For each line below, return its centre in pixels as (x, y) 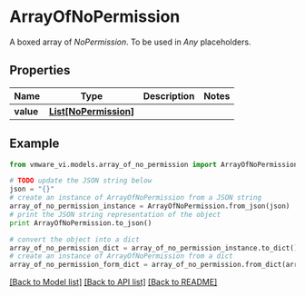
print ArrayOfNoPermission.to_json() (81, 223)
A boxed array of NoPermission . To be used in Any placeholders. (130, 42)
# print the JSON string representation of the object (115, 214)
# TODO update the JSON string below (81, 181)
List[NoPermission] (91, 111)
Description (169, 95)
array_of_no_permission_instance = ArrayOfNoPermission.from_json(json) (150, 206)
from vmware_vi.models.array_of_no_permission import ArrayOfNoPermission (154, 164)
